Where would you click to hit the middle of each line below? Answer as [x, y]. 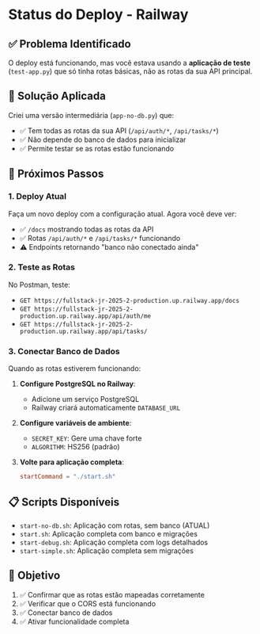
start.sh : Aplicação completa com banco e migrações [108, 533]
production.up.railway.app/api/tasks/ [83, 331]
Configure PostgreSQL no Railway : [77, 384]
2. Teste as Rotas [41, 267]
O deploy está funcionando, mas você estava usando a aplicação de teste [130, 63]
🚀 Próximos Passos [56, 174]
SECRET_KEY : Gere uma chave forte [87, 438]
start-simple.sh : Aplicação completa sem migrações [106, 550]
